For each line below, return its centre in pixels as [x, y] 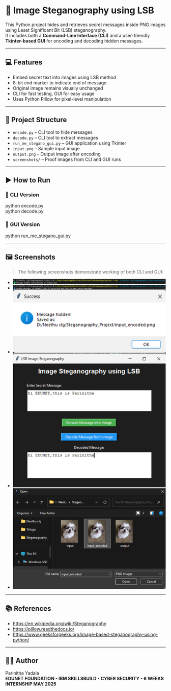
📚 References [28, 608]
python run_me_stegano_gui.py [38, 236]
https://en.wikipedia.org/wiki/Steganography [60, 624]
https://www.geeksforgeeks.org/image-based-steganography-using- [85, 634]
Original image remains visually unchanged [58, 88]
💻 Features [24, 63]
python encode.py [24, 206]
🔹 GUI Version [23, 224]
